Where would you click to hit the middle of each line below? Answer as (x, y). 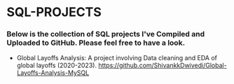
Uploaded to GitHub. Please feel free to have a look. (96, 43)
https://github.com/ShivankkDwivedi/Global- (163, 65)
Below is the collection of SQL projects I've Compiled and (106, 34)
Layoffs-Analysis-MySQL (53, 73)
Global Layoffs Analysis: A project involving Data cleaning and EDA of (117, 58)
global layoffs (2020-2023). (57, 65)
